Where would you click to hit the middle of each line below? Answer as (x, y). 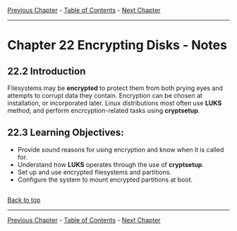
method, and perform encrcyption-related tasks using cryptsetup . (104, 111)
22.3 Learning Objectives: (66, 133)
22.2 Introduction (47, 71)
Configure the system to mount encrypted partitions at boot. (105, 180)
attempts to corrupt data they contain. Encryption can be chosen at (105, 95)
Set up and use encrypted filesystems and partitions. (94, 172)
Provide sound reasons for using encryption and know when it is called (121, 149)
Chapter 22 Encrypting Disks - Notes (117, 45)
